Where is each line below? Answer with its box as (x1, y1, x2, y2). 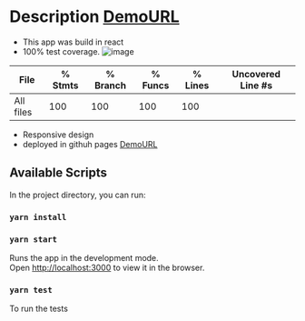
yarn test (9, 285, 53, 295)
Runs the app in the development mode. (9, 252, 159, 263)
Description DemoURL (9, 6, 180, 27)
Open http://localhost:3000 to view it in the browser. (9, 262, 205, 273)
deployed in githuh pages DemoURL (22, 138, 158, 149)
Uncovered (231, 67, 281, 80)
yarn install (9, 212, 67, 222)
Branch (93, 79, 127, 92)
